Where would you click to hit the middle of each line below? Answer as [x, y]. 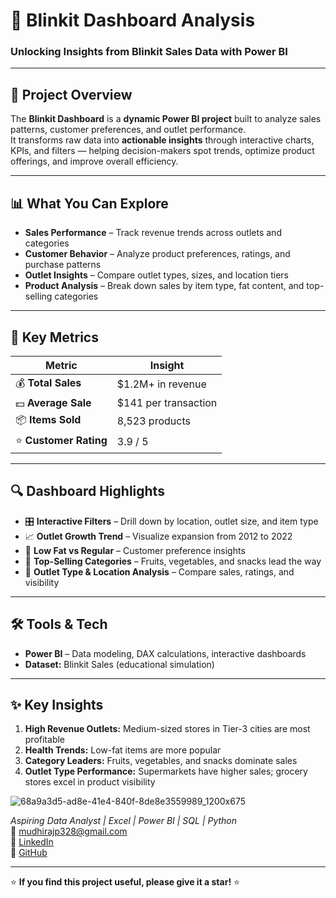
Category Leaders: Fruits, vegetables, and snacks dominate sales [161, 761]
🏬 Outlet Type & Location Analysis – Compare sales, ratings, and [159, 571]
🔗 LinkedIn [32, 842]
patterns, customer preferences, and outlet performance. [128, 130]
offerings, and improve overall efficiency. [94, 161]
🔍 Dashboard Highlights [87, 491]
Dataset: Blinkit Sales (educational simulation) [119, 664]
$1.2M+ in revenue [161, 384]
